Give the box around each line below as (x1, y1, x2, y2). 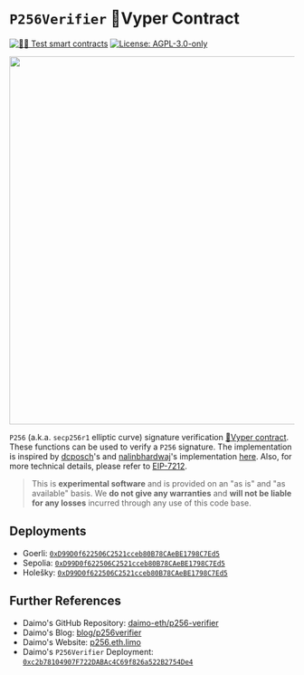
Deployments (9, 524, 87, 539)
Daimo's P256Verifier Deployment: (22, 646, 154, 657)
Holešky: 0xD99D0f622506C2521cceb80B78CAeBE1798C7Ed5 (22, 566, 228, 578)
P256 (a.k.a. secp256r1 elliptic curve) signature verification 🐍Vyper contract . (9, 431, 290, 442)
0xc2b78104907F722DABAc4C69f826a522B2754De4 (22, 657, 194, 667)
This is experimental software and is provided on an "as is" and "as (31, 477, 286, 488)
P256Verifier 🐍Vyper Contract (9, 8, 240, 29)
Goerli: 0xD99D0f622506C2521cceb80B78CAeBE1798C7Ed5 (22, 547, 220, 558)
